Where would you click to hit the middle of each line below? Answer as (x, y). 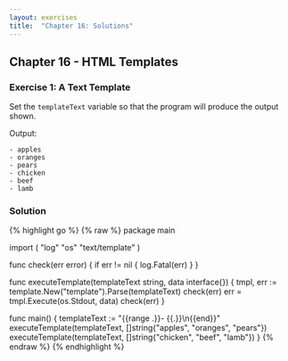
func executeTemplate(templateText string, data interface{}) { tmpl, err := (144, 283)
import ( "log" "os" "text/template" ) (75, 248)
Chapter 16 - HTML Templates (94, 62)
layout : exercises (43, 17)
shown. (23, 116)
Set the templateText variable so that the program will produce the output (144, 107)
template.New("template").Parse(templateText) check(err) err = (126, 291)
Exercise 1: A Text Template (70, 87)
